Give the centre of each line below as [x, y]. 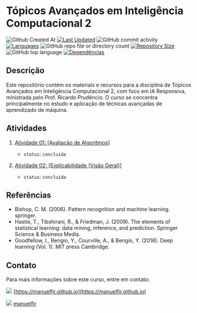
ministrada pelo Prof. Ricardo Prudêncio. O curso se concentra [82, 97]
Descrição [25, 71]
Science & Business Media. [47, 234]
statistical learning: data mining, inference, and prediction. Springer [96, 228]
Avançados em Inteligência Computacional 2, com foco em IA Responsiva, [96, 91]
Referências [29, 195]
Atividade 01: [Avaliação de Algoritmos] [62, 142]
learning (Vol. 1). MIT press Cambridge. [62, 247]
